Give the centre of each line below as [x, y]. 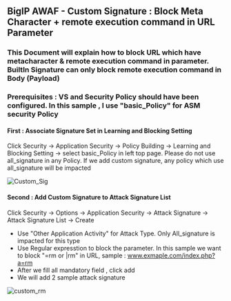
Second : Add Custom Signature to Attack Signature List [89, 197]
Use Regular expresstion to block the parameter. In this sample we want [119, 248]
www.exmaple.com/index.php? [171, 255]
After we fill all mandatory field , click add [76, 270]
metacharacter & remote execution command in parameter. [108, 61]
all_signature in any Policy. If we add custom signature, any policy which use [115, 161]
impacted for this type [49, 240]
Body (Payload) [33, 79]
